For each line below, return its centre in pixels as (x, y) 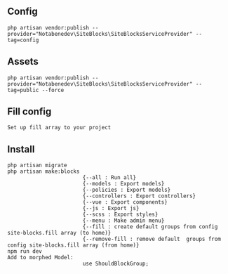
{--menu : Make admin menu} (123, 221)
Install (21, 149)
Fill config (29, 112)
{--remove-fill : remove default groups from (152, 239)
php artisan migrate (38, 165)
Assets (23, 61)
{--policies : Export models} (127, 190)
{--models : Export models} (123, 184)
